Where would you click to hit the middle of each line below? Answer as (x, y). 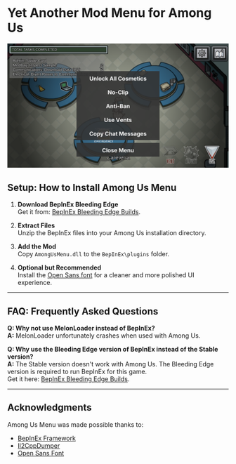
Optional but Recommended (59, 267)
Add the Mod (37, 246)
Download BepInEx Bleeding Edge (68, 204)
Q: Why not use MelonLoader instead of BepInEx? (81, 329)
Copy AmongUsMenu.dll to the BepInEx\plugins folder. (93, 254)
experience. (35, 283)
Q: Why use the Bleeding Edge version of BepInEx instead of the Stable (113, 350)
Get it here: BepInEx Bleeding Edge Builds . (68, 379)
